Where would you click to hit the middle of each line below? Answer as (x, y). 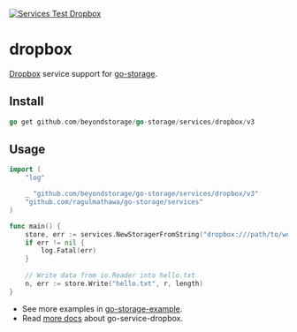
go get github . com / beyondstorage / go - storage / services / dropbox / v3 (132, 122)
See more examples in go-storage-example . (102, 308)
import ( (25, 170)
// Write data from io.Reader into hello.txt (110, 275)
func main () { (35, 226)
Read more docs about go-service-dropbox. (103, 318)
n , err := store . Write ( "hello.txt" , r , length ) (114, 283)
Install (27, 102)
